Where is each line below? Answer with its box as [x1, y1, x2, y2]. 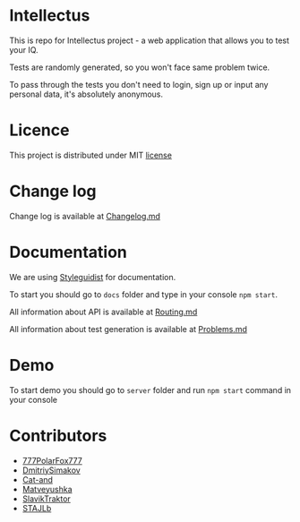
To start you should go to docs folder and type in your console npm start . [9, 288, 278, 300]
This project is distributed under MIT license [9, 150, 173, 160]
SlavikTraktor [21, 493, 72, 504]
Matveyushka [21, 483, 73, 494]
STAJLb [21, 502, 52, 513]
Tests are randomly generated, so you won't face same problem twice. [9, 62, 270, 73]
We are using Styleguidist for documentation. [9, 271, 176, 282]
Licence [9, 120, 70, 141]
